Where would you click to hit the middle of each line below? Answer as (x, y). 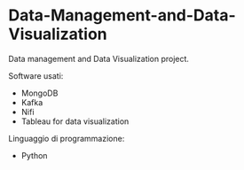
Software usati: (36, 75)
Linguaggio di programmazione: (67, 138)
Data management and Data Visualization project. (99, 58)
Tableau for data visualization (75, 121)
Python (34, 155)
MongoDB (39, 93)
